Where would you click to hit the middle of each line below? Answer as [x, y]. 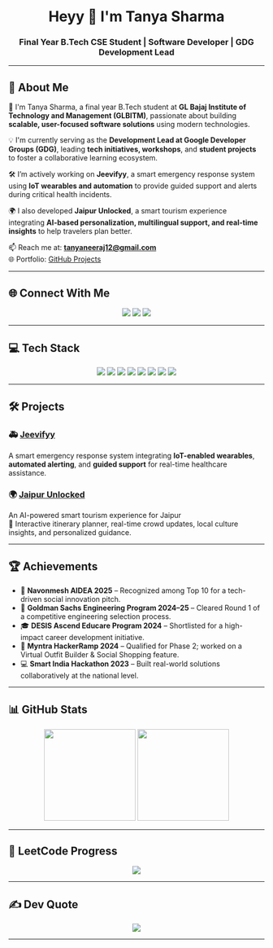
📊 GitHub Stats [48, 710]
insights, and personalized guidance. [70, 532]
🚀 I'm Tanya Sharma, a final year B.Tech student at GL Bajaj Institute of [127, 107]
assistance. [28, 472]
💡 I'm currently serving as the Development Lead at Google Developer [127, 140]
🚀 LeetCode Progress [63, 851]
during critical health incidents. [60, 195]
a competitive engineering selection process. [95, 616]
